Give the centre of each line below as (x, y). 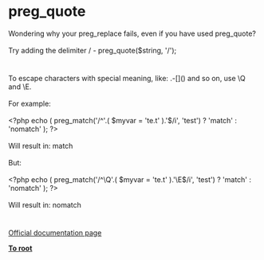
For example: (30, 104)
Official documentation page (55, 233)
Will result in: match (41, 146)
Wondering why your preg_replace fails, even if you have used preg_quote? (132, 33)
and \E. (20, 87)
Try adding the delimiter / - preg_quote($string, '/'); (93, 50)
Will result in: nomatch (45, 205)
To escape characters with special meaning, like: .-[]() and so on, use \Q (127, 79)
